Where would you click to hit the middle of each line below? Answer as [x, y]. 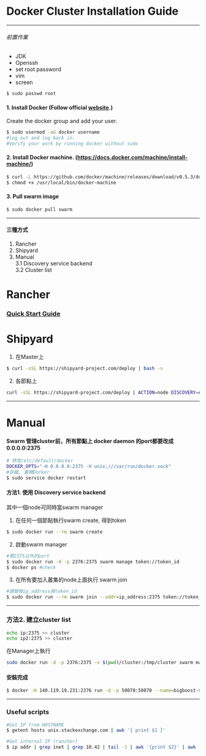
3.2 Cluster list [33, 270]
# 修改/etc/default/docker [40, 461]
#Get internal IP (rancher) [42, 742]
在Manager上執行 [29, 651]
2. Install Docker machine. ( [42, 157]
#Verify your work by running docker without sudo [72, 143]
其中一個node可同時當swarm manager [55, 507]
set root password [38, 69]
